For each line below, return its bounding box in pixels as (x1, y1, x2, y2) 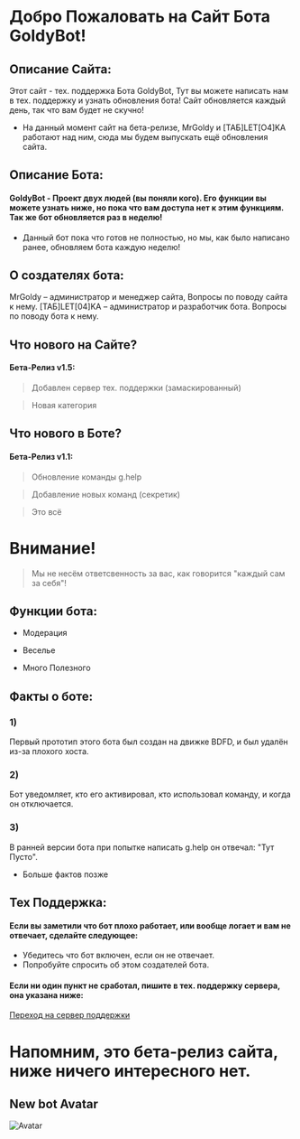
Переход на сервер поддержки (9, 1010, 131, 1021)
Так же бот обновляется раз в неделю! (9, 211, 163, 222)
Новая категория (31, 400, 97, 410)
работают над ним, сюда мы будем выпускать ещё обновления (22, 132, 268, 142)
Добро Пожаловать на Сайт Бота (9, 6, 271, 27)
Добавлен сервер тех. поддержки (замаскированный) (31, 382, 241, 393)
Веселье (22, 645, 56, 656)
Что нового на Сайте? (9, 337, 138, 352)
